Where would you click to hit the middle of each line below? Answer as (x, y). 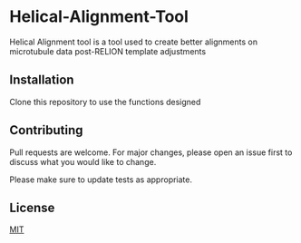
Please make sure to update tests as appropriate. (101, 180)
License (32, 207)
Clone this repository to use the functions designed (105, 102)
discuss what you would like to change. (83, 161)
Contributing (46, 130)
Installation (42, 80)
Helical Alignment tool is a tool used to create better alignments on (134, 42)
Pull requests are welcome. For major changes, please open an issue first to (151, 152)
